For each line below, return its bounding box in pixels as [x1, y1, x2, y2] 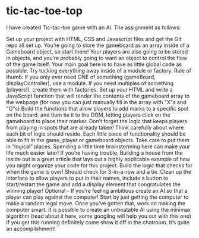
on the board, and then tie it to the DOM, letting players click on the [6, 111, 171, 118]
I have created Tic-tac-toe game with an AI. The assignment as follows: [6, 24, 181, 31]
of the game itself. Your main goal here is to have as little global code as [6, 61, 182, 68]
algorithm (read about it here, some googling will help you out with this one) [6, 212, 192, 220]
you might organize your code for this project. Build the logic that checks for [6, 162, 193, 169]
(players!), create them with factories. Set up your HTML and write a [6, 86, 173, 93]
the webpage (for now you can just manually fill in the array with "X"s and [6, 98, 187, 105]
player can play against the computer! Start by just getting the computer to [6, 193, 189, 201]
